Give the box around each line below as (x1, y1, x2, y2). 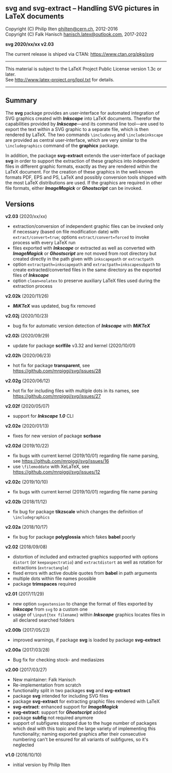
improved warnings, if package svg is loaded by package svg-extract (12, 637, 161, 643)
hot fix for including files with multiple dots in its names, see (12, 388, 139, 394)
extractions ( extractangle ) (12, 565, 69, 571)
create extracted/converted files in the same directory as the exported (12, 267, 161, 273)
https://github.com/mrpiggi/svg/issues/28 (12, 368, 101, 374)
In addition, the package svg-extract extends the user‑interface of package (5, 152, 165, 158)
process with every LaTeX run (12, 240, 76, 246)
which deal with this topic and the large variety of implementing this (12, 725, 156, 732)
